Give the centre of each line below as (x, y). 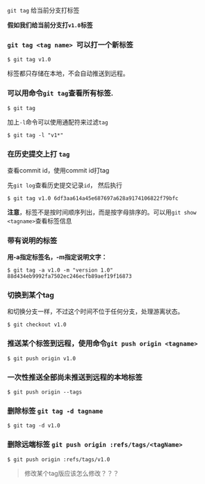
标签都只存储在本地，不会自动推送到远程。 (68, 73)
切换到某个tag (31, 295)
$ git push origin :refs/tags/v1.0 (59, 459)
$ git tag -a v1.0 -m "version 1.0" (60, 270)
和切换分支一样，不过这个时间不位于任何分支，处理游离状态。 (96, 311)
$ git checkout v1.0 (37, 325)
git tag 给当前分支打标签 (43, 10)
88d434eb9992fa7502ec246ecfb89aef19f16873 (69, 276)
